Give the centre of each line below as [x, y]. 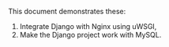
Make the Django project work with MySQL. [90, 35]
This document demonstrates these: [67, 11]
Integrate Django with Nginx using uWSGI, [88, 26]
